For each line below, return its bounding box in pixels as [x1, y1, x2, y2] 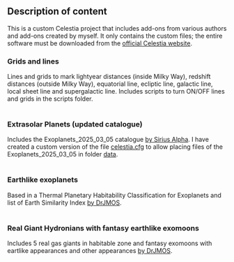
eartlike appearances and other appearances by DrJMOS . [7, 247, 173, 254]
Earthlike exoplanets [7, 175, 79, 184]
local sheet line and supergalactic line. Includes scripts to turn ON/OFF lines [7, 87, 225, 96]
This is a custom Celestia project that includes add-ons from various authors [7, 24, 227, 32]
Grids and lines [7, 56, 59, 66]
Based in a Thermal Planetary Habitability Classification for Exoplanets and [7, 191, 221, 199]
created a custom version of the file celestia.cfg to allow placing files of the [7, 143, 223, 151]
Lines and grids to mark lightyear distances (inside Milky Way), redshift [7, 73, 211, 81]
